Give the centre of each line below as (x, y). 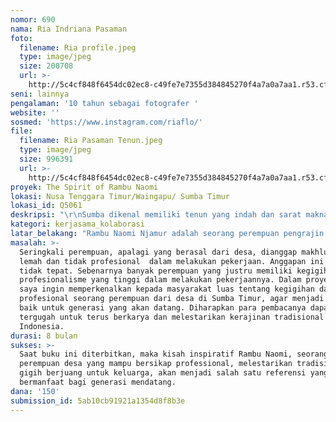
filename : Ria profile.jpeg (78, 47)
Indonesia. (42, 326)
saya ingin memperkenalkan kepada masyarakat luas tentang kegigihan (167, 289)
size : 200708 (46, 66)
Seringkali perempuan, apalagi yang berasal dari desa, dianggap (158, 252)
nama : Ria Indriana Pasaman (69, 29)
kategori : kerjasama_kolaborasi (77, 224)
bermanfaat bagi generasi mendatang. (98, 382)
